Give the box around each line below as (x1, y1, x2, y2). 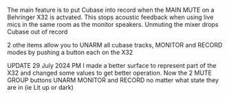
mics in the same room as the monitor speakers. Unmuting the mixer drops (7, 21, 219, 28)
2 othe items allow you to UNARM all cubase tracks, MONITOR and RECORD (7, 41, 223, 49)
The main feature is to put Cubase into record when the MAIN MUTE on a (7, 6, 215, 14)
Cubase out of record (7, 27, 68, 36)
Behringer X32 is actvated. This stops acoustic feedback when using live (7, 13, 214, 21)
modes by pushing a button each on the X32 (7, 48, 133, 56)
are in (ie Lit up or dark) (7, 84, 74, 91)
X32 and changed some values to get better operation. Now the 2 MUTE (7, 69, 212, 77)
